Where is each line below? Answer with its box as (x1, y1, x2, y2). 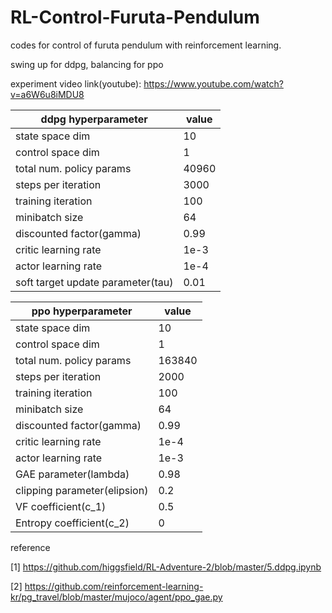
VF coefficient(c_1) (15, 499, 107, 513)
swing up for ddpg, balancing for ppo (10, 58, 164, 70)
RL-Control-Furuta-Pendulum (10, 6, 260, 29)
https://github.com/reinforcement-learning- (24, 580, 204, 592)
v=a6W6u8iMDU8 (10, 88, 85, 100)
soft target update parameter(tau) (15, 275, 174, 289)
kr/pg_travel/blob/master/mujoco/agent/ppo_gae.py (10, 591, 223, 603)
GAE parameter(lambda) (15, 467, 130, 481)
